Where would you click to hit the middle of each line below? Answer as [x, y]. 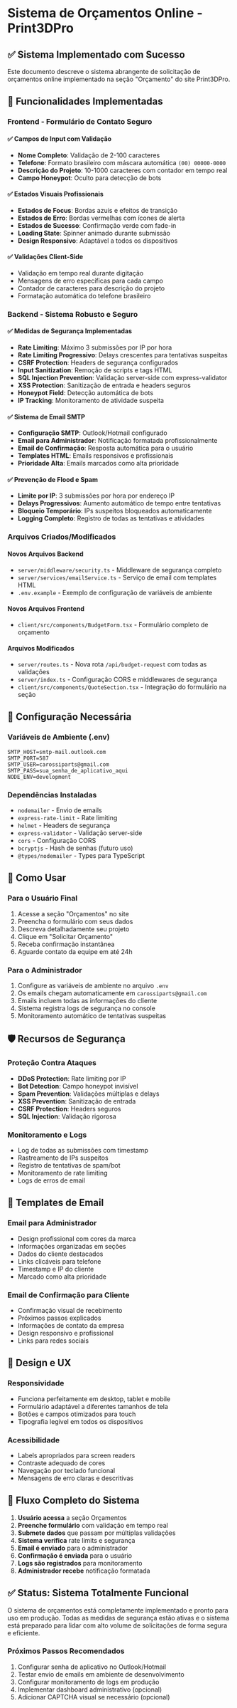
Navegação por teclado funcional [66, 1470]
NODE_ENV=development [39, 777]
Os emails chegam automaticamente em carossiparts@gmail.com [112, 993]
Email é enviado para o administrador [73, 1548]
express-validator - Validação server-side [80, 833]
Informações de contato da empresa [71, 1325]
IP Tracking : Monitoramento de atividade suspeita [91, 401]
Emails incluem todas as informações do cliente [87, 1000]
